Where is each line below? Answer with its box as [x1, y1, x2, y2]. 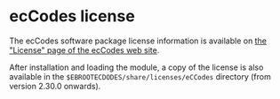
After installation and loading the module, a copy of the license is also [9, 62, 264, 72]
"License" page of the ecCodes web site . [9, 44, 160, 55]
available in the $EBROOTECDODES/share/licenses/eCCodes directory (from [9, 71, 271, 81]
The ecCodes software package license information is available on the [9, 35, 267, 46]
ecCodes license [9, 6, 135, 27]
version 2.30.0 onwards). [9, 80, 101, 91]
